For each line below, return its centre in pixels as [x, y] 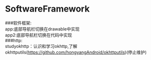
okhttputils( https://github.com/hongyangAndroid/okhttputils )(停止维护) [76, 52]
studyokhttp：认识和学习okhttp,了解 [41, 46]
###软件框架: [18, 23]
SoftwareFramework [47, 9]
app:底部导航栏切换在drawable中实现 [42, 29]
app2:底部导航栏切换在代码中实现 [38, 35]
